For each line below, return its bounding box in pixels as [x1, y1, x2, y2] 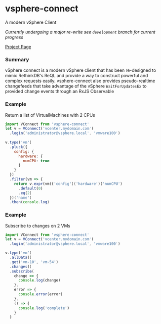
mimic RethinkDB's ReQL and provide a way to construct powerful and [5, 73, 148, 79]
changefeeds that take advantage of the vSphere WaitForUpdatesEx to [5, 83, 147, 89]
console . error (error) [18, 292, 63, 297]
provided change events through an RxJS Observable [5, 89, 115, 94]
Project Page [5, 44, 31, 49]
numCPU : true [23, 158, 50, 163]
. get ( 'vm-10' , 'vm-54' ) [9, 259, 58, 265]
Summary [5, 56, 30, 63]
